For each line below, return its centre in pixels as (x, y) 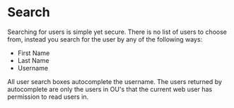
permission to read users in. (48, 97)
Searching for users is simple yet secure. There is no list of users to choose (117, 32)
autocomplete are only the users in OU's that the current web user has (110, 89)
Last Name (33, 60)
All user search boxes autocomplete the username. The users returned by (115, 81)
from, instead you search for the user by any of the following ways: (105, 39)
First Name (34, 53)
